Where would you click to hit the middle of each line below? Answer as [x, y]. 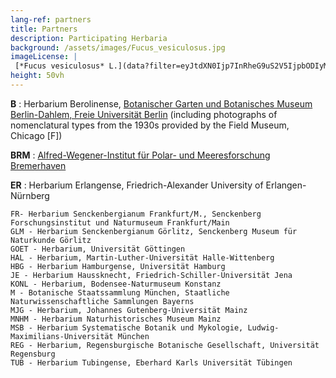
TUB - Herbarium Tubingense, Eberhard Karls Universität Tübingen [151, 362]
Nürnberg [30, 195]
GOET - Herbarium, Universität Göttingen [98, 249]
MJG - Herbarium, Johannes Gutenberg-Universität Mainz [129, 310]
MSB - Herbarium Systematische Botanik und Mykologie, [127, 327]
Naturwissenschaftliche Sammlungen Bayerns [102, 301]
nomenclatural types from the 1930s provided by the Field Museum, [150, 125]
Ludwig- [263, 327]
